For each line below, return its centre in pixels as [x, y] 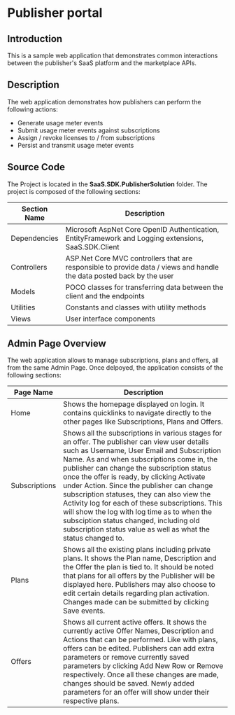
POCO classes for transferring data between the [144, 287]
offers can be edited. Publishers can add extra [138, 648]
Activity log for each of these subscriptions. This [142, 504]
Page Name [34, 392]
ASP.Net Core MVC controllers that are [129, 258]
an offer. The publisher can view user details [136, 442]
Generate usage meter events [60, 123]
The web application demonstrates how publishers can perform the [104, 102]
